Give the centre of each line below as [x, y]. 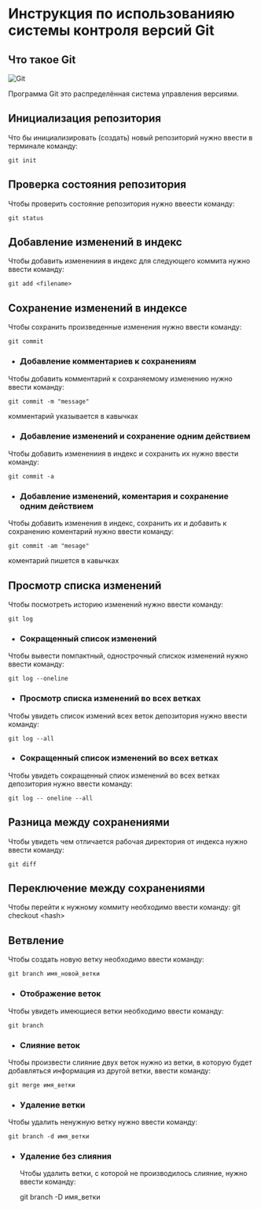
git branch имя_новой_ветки [54, 974]
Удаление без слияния [66, 1156]
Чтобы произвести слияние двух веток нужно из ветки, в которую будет [130, 1062]
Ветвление [36, 940]
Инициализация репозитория [85, 119]
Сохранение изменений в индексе [98, 308]
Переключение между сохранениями [107, 888]
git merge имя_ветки [42, 1085]
